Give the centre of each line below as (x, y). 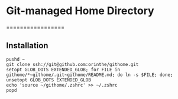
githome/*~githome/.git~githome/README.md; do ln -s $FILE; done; (90, 75)
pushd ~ (16, 59)
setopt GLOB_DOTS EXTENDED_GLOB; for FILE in (63, 70)
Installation (27, 46)
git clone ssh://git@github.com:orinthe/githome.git (72, 64)
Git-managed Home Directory (80, 11)
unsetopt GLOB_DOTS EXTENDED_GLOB (49, 80)
